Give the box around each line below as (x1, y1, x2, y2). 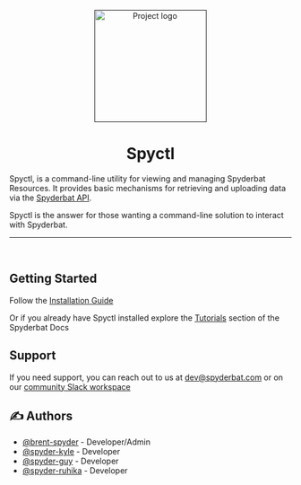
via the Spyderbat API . (9, 192, 92, 203)
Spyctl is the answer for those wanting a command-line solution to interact (9, 209, 284, 220)
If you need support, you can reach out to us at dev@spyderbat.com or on (9, 372, 284, 383)
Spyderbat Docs (9, 322, 70, 332)
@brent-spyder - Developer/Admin (21, 436, 150, 447)
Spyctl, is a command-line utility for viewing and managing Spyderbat (9, 172, 266, 184)
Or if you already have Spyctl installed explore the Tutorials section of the (9, 312, 280, 323)
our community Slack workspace (9, 381, 132, 392)
